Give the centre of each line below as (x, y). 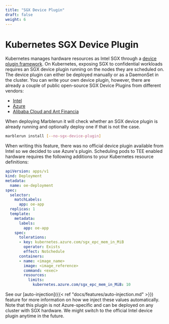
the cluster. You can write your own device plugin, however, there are (78, 80)
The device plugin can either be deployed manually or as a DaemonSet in (82, 75)
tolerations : (33, 237)
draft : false (19, 15)
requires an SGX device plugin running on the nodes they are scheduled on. (85, 70)
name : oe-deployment (32, 185)
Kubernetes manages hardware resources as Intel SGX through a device (81, 58)
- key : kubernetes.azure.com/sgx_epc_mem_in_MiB (71, 242)
